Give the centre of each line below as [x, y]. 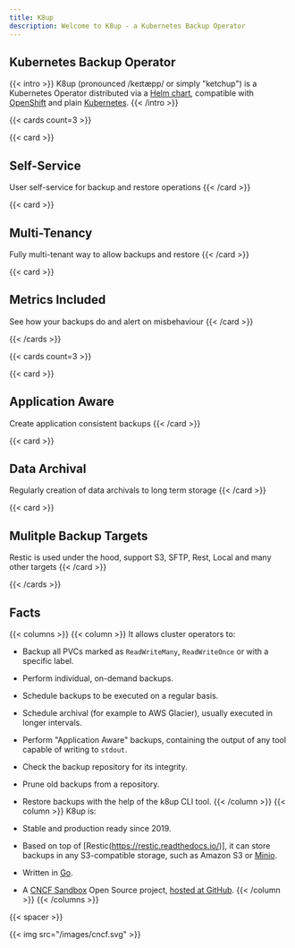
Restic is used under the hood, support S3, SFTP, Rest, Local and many [140, 557]
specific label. [48, 661]
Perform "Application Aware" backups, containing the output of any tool [154, 740]
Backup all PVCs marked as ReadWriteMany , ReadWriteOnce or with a [145, 651]
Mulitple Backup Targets [79, 535]
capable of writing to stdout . [75, 750]
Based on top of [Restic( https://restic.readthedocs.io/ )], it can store [146, 846]
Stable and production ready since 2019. [97, 828]
